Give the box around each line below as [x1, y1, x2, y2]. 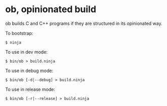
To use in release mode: [5, 86, 56, 92]
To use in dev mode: [5, 49, 48, 55]
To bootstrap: [5, 30, 33, 36]
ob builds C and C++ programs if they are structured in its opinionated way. [5, 20, 163, 26]
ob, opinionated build [5, 4, 97, 15]
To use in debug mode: [5, 67, 54, 74]
